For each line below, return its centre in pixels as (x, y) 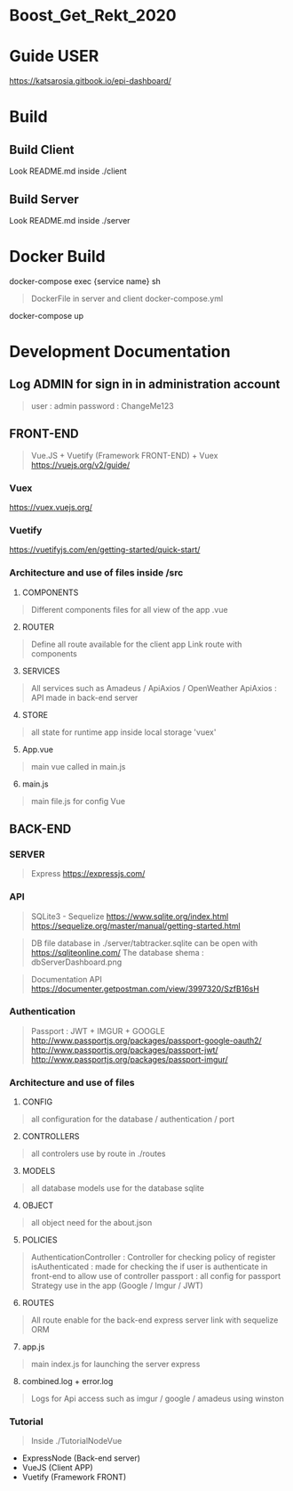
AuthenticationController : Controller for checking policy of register (153, 1258)
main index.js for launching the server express (115, 1365)
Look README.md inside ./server (70, 220)
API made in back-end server (84, 697)
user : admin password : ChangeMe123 (103, 405)
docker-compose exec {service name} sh (85, 281)
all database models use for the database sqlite (117, 1188)
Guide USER (54, 57)
